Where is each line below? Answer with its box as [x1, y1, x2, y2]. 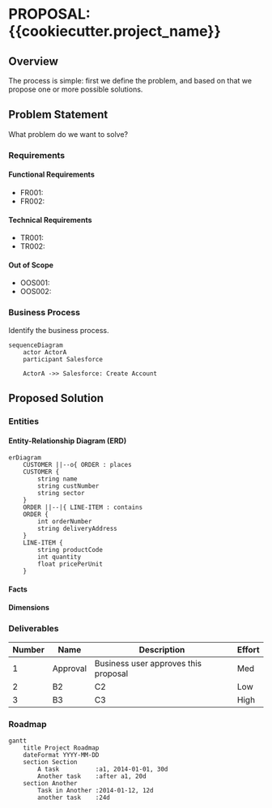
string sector [37, 490, 85, 498]
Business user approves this [94, 657, 202, 669]
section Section [23, 758, 79, 766]
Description [138, 643, 185, 655]
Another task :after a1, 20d [37, 772, 147, 780]
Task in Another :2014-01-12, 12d [37, 786, 154, 794]
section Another [23, 779, 79, 787]
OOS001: [19, 278, 50, 288]
